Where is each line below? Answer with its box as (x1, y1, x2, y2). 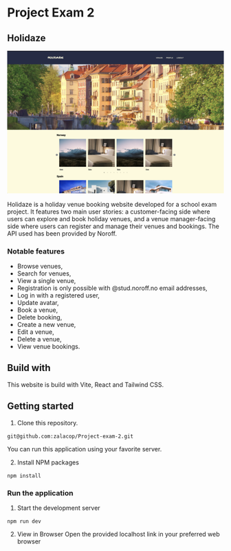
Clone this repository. (16, 418, 78, 427)
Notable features (7, 246, 65, 256)
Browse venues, (16, 262, 63, 271)
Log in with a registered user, (16, 291, 100, 300)
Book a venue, (16, 306, 58, 314)
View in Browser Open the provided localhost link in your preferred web (16, 530, 220, 538)
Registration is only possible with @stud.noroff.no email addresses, (16, 284, 208, 293)
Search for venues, (16, 269, 71, 278)
